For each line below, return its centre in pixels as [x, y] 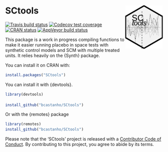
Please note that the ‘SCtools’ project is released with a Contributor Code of [83, 139]
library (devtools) [24, 94]
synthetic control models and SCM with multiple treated [62, 50]
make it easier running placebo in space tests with [57, 44]
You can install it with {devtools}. [39, 84]
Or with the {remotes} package [37, 114]
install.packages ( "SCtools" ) [35, 75]
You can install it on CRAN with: [38, 65]
